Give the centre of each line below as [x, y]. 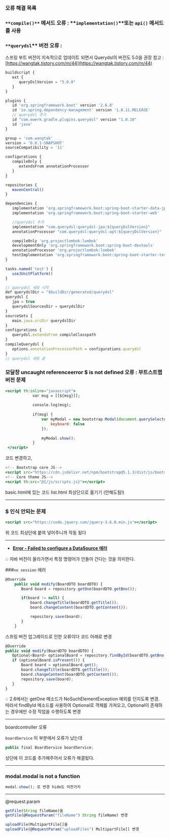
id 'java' [22, 124]
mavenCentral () [28, 190]
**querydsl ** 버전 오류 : [34, 45]
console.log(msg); [52, 405]
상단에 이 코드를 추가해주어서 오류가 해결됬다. [50, 758]
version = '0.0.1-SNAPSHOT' [35, 143]
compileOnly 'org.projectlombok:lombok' [55, 241]
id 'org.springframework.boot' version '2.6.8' [63, 105]
